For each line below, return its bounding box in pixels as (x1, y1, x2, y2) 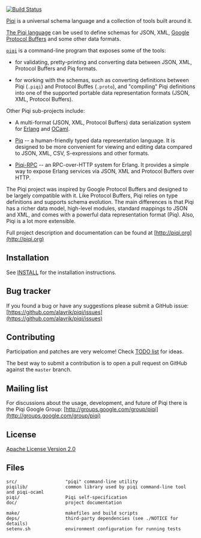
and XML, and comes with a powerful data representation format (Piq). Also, (6, 211, 195, 218)
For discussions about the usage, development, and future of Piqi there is (6, 399, 188, 407)
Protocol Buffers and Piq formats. (14, 65, 98, 72)
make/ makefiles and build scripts (6, 510, 138, 516)
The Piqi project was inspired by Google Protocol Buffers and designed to (6, 186, 188, 193)
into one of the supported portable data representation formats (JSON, (14, 89, 190, 96)
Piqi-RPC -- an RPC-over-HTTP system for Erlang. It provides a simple (14, 161, 189, 168)
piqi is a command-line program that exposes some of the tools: (6, 47, 166, 54)
